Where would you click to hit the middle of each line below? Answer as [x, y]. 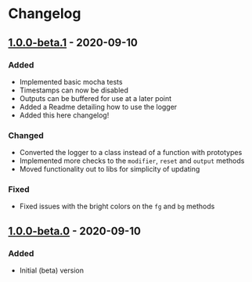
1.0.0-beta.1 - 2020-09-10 [73, 43]
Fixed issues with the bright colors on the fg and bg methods [117, 206]
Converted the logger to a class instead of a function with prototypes [131, 153]
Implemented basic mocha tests [71, 81]
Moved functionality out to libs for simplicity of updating [110, 169]
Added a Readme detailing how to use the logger [98, 107]
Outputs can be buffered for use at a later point [95, 98]
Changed [26, 136]
